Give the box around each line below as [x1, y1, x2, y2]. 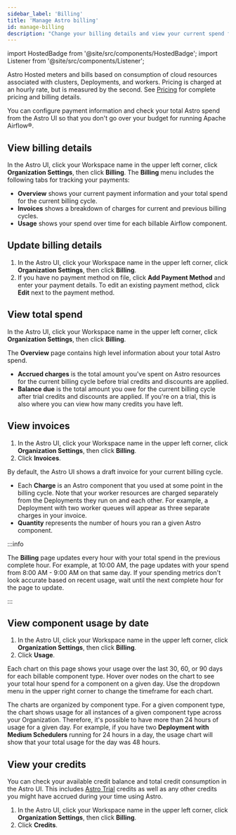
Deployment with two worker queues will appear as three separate [17, 503, 210, 512]
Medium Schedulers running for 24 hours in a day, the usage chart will [7, 731, 213, 739]
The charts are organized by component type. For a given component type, [7, 700, 225, 709]
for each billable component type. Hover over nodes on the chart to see [7, 672, 215, 681]
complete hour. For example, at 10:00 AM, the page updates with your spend [7, 561, 229, 569]
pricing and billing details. [7, 93, 82, 101]
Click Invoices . [17, 454, 61, 462]
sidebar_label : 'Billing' [7, 10, 83, 18]
